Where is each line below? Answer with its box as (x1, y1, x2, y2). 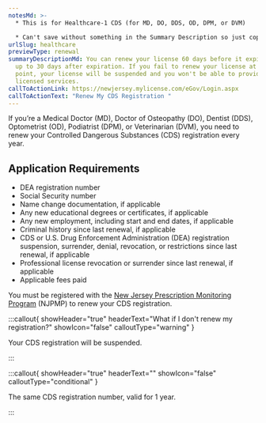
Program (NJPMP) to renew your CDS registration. (8, 299, 173, 308)
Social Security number (19, 191, 97, 201)
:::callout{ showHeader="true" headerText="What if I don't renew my (8, 314, 234, 324)
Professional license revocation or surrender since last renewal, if (19, 259, 234, 268)
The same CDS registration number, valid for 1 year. (8, 392, 177, 402)
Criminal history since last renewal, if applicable (19, 225, 176, 234)
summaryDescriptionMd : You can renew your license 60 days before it (8, 55, 243, 63)
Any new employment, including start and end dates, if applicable (19, 217, 234, 226)
